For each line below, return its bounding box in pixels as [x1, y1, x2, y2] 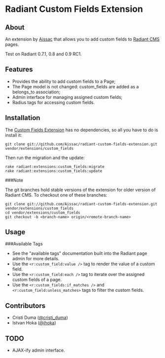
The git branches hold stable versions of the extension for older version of [5, 187, 156, 193]
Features [5, 65, 33, 74]
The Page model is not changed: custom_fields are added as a [12, 83, 139, 89]
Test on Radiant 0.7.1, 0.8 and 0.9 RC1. [5, 51, 82, 57]
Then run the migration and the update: [5, 155, 85, 160]
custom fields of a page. [12, 277, 62, 282]
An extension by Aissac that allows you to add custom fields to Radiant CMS [5, 36, 160, 42]
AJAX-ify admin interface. [12, 347, 65, 354]
